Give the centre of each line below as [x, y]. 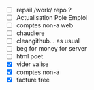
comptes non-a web [45, 25]
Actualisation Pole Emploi [52, 18]
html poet [30, 56]
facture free [33, 80]
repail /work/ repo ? [44, 10]
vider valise [32, 64]
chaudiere [30, 33]
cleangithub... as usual [48, 41]
